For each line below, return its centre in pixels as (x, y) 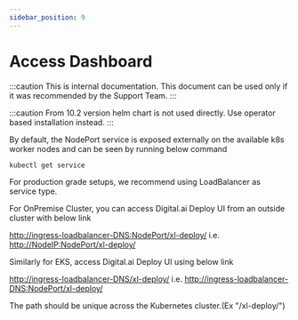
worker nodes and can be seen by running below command (118, 148)
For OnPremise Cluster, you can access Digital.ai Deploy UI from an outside (147, 209)
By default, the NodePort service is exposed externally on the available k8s (147, 140)
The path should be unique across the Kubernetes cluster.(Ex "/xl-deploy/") (148, 306)
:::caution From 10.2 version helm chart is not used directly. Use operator (142, 113)
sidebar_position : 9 (48, 17)
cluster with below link (50, 218)
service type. (33, 191)
